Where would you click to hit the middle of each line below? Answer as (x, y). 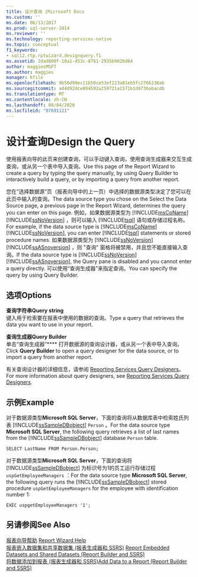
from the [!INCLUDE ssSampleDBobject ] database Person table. (82, 437)
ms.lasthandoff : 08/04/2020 (41, 105)
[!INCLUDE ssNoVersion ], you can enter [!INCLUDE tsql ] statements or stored (99, 233)
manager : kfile (25, 77)
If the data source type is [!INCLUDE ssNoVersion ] (77, 255)
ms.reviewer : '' (26, 34)
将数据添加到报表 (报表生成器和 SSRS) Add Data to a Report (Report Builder (97, 561)
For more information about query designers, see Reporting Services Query (98, 376)
